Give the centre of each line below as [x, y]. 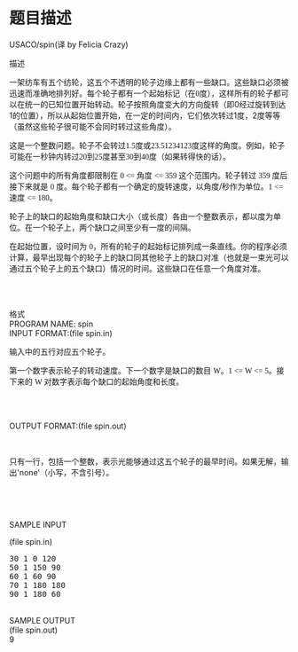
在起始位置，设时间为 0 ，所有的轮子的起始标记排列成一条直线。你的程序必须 [148, 246]
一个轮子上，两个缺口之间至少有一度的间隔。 [114, 227]
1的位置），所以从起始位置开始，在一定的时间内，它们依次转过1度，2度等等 [145, 115]
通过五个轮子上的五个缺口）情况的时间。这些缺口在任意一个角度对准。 [137, 268]
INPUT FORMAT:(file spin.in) [61, 333]
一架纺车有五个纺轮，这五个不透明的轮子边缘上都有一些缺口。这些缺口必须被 [149, 82]
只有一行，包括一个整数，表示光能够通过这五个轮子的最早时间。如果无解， [145, 461]
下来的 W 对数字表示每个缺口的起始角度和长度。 [97, 381]
